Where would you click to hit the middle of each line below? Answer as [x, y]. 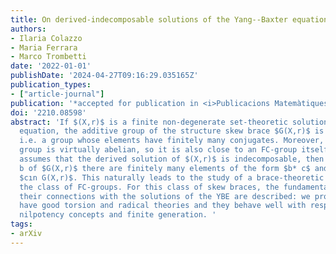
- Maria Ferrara [44, 47]
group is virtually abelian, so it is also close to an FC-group [158, 150]
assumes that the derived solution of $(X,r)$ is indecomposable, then [172, 159]
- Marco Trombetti [48, 57]
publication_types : [51, 85]
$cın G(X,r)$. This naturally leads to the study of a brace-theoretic [172, 177]
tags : [21, 224]
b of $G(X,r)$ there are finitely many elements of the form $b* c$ [165, 168]
